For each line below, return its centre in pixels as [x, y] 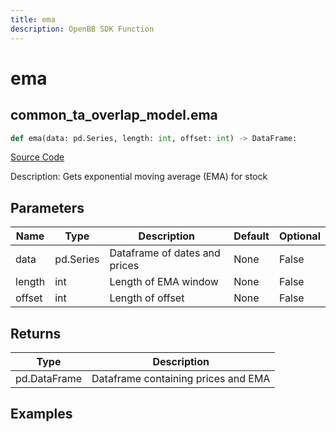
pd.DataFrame [49, 378]
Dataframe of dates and [165, 253]
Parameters [47, 207]
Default [251, 236]
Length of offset [147, 298]
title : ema [33, 19]
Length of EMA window [164, 282]
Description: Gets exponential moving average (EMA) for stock [139, 177]
